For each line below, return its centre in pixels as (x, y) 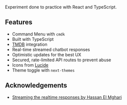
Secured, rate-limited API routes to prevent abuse (62, 60)
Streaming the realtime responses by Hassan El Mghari (67, 97)
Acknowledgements (36, 85)
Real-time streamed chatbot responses (51, 49)
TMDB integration (30, 44)
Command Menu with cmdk (39, 34)
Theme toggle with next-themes (43, 70)
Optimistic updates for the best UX (47, 54)
